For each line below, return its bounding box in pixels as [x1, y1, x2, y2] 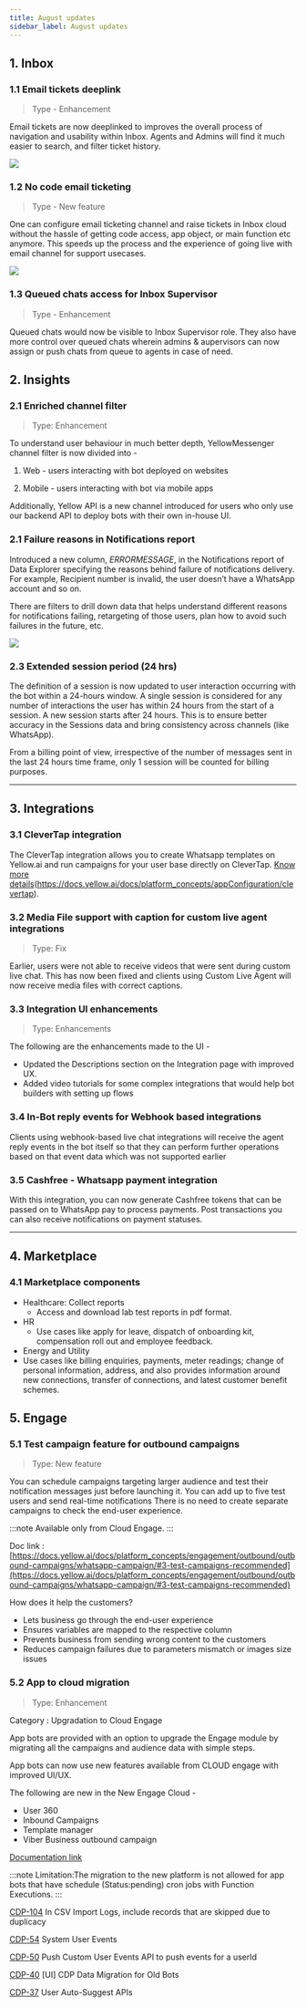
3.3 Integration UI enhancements [9, 1003, 158, 1015]
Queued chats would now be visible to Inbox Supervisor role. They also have [9, 326, 297, 338]
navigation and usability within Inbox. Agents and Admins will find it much [9, 131, 285, 142]
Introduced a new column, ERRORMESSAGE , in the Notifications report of [9, 554, 285, 565]
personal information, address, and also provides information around [22, 1365, 280, 1376]
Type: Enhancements [31, 1024, 112, 1035]
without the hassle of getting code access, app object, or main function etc [9, 229, 291, 240]
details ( [9, 878, 38, 889]
